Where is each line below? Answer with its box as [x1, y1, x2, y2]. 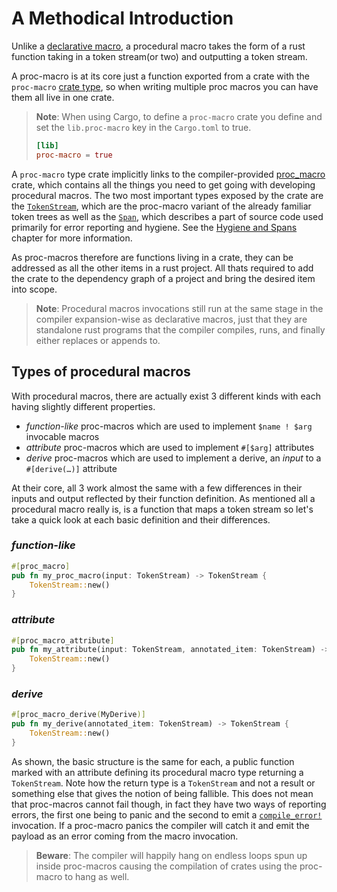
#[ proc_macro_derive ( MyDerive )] [11, 710, 146, 720]
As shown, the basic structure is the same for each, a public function [11, 755, 295, 767]
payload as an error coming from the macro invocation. [11, 830, 239, 842]
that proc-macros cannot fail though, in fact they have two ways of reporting [11, 798, 327, 810]
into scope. [11, 283, 58, 295]
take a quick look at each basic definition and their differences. [11, 513, 271, 526]
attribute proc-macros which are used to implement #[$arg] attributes [25, 441, 315, 453]
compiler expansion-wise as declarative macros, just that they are [35, 313, 308, 325]
